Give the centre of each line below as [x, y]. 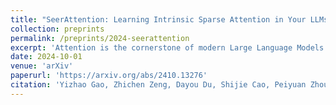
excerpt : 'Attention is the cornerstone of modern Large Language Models [167, 47]
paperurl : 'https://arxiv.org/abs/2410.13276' [109, 76]
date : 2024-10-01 [46, 57]
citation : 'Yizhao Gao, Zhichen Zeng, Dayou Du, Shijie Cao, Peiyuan [158, 85]
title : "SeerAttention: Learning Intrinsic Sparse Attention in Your [158, 19]
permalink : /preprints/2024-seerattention [100, 38]
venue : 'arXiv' [42, 66]
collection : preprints [57, 29]
